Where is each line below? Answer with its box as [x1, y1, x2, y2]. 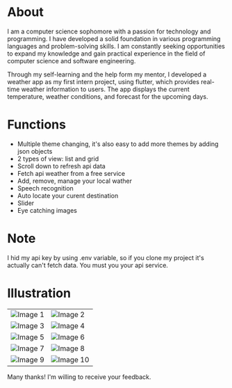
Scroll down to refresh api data [17, 161, 106, 170]
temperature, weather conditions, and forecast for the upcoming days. [7, 92, 208, 101]
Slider [17, 199, 35, 207]
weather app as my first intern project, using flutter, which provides [7, 77, 200, 86]
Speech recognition [17, 184, 74, 192]
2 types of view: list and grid [17, 154, 99, 163]
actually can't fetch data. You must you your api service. [7, 261, 169, 269]
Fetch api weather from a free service [17, 169, 126, 177]
